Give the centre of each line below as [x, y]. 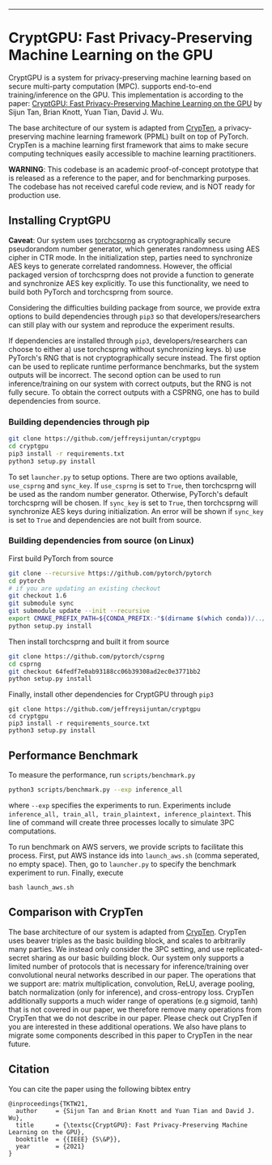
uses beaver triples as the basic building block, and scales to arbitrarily [127, 940]
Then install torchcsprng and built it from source [89, 641]
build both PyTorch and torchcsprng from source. [91, 292]
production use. [35, 195]
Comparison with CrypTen [76, 912]
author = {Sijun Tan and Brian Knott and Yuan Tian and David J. [135, 1111]
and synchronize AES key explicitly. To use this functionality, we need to [129, 283]
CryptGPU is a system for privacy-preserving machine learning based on [130, 77]
